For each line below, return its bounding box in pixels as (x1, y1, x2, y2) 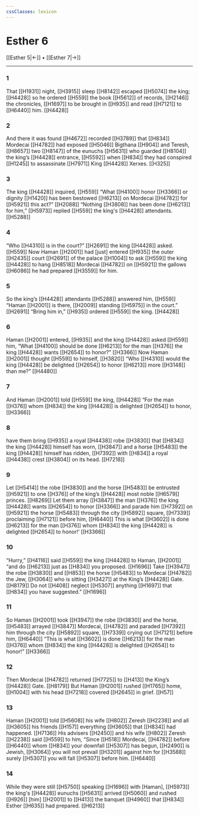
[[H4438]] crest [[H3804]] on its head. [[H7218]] (6, 456, 125, 463)
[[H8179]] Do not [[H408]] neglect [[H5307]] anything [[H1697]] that (6, 582, 172, 589)
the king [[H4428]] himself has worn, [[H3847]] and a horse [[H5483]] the (6, 443, 188, 450)
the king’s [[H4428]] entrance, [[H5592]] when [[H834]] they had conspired (6, 154, 192, 161)
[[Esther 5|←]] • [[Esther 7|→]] (6, 54, 81, 61)
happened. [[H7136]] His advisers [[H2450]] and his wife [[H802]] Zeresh (6, 730, 186, 737)
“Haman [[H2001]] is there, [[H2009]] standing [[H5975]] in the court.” (6, 302, 178, 309)
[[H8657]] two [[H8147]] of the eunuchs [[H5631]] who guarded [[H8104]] (6, 148, 187, 155)
